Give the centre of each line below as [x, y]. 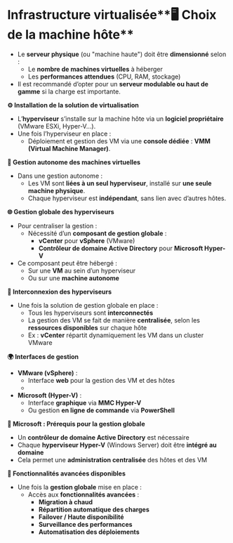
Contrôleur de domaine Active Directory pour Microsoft [121, 248]
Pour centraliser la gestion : [57, 225]
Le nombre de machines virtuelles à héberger [95, 69]
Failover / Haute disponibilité [81, 517]
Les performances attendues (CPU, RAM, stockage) [104, 77]
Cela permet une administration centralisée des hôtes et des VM [112, 459]
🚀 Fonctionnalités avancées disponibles [67, 473]
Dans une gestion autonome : [60, 176]
